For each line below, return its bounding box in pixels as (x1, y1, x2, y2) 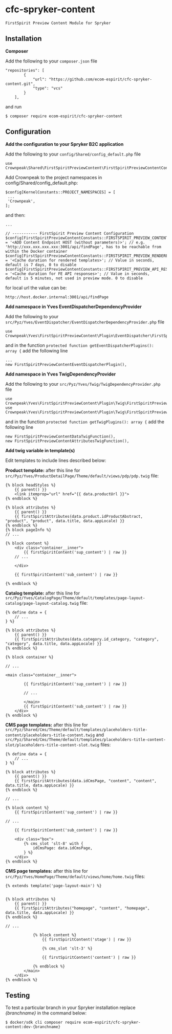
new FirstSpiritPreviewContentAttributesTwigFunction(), (5, 438, 130, 444)
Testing (5, 991, 30, 1000)
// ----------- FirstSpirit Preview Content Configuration (5, 231, 134, 236)
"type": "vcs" (32, 85, 63, 91)
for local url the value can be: (5, 284, 67, 291)
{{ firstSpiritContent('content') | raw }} (41, 955, 137, 960)
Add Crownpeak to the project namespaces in (5, 174, 102, 180)
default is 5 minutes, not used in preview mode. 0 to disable (5, 275, 143, 281)
